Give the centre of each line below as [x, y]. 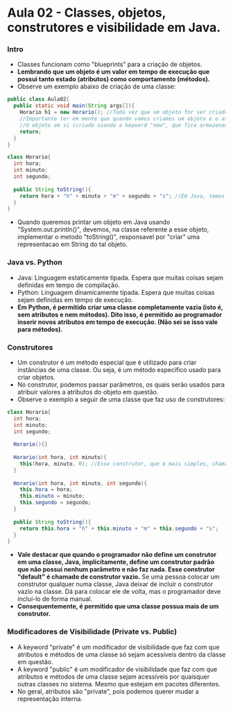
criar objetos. [36, 377]
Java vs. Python [35, 262]
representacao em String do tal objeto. [72, 244]
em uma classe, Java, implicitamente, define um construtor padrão [116, 562]
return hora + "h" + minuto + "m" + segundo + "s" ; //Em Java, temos [122, 196]
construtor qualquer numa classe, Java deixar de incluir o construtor [115, 584]
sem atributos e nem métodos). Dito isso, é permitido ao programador [120, 314]
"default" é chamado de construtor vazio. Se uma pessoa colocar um [118, 577]
